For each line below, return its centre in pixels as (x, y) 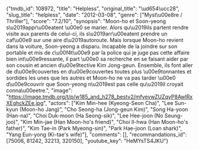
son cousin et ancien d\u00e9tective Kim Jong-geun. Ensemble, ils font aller (100, 65)
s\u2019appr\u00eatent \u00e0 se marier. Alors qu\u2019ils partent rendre (97, 27)
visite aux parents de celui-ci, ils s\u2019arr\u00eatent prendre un (87, 34)
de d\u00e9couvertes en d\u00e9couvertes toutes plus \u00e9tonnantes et (99, 71)
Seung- (174, 116)
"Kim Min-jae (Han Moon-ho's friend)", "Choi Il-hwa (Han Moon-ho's (104, 122)
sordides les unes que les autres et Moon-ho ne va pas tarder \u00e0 (91, 78)
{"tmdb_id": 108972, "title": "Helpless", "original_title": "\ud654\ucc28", (93, 9)
